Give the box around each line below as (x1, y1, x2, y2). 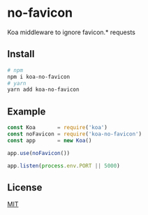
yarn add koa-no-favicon (7, 86, 80, 94)
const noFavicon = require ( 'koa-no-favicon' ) (7, 131, 142, 138)
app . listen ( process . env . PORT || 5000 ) (7, 162, 120, 169)
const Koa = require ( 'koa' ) (7, 124, 108, 131)
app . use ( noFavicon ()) (7, 149, 71, 156)
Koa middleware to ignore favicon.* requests (7, 28, 136, 36)
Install (7, 48, 35, 60)
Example (7, 105, 46, 117)
